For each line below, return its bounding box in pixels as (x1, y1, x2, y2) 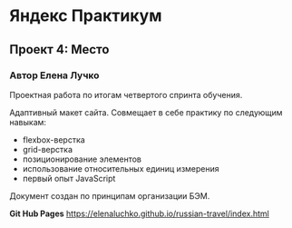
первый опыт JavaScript (22, 173, 116, 183)
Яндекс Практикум (9, 5, 162, 26)
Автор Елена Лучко (9, 69, 100, 82)
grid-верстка (22, 144, 73, 154)
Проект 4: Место (9, 42, 110, 57)
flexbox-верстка (22, 134, 86, 145)
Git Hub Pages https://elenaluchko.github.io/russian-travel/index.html (9, 208, 269, 219)
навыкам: (9, 116, 47, 127)
